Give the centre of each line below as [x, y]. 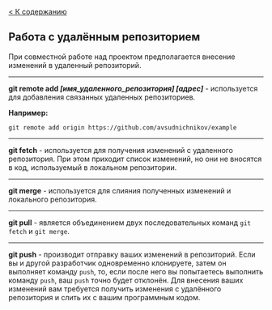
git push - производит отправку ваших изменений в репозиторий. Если [132, 254]
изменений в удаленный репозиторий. [75, 65]
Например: [28, 113]
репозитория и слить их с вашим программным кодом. [104, 297]
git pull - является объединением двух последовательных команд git [130, 223]
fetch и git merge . [39, 231]
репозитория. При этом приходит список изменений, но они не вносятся [135, 159]
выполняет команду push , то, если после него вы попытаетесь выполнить [136, 271]
